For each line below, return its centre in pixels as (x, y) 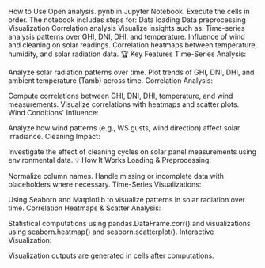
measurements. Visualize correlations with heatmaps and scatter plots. (124, 104)
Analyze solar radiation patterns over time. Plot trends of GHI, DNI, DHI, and (131, 72)
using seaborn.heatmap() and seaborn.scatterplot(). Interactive (111, 232)
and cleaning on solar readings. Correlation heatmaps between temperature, (133, 45)
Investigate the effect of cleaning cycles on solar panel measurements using (132, 152)
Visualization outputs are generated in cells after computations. (112, 255)
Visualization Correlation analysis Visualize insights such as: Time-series (127, 28)
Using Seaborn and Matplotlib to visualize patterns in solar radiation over (127, 200)
